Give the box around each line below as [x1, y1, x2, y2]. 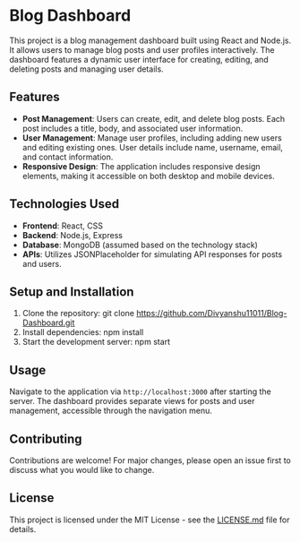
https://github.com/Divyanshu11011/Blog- [135, 308, 287, 319]
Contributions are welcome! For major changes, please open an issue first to [9, 455, 291, 466]
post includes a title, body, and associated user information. [21, 123, 244, 133]
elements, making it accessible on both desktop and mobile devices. [21, 170, 275, 181]
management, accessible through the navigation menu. [9, 405, 213, 417]
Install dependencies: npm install [21, 327, 144, 338]
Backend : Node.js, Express [21, 229, 124, 240]
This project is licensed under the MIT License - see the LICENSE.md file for [9, 514, 290, 525]
